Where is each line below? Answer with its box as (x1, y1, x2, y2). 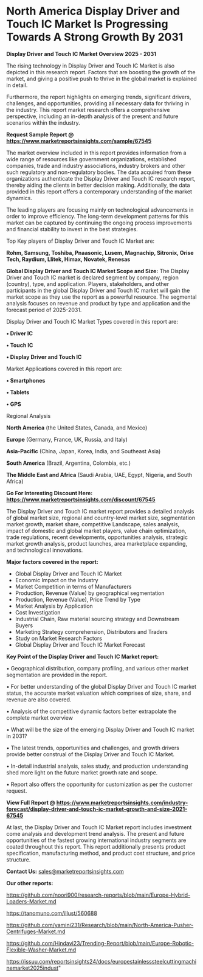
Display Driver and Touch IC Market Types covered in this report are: (6, 318, 178, 325)
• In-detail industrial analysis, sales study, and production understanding (6, 762, 188, 770)
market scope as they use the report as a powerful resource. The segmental (6, 293, 197, 301)
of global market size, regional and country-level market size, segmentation (6, 514, 196, 521)
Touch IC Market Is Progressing (6, 17, 168, 31)
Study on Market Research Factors (15, 635, 102, 642)
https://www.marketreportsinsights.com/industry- (56, 799, 188, 806)
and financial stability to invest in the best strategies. (6, 225, 138, 232)
